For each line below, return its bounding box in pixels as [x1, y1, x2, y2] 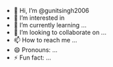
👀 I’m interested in [13, 14, 65, 22]
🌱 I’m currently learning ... [13, 21, 87, 29]
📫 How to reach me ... [13, 36, 77, 44]
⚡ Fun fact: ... [13, 53, 51, 62]
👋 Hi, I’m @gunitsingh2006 [13, 7, 90, 14]
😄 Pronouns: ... [13, 46, 58, 54]
